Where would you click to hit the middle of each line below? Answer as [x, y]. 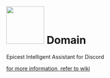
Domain [66, 40]
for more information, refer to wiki [48, 68]
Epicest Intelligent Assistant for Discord [55, 56]
